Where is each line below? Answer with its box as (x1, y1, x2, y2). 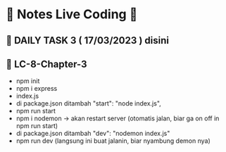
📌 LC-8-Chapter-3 (6, 58, 87, 70)
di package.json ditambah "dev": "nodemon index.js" (15, 129, 170, 138)
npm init (15, 77, 40, 85)
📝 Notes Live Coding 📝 (6, 6, 138, 23)
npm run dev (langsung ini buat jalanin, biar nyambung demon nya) (15, 137, 211, 145)
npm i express (15, 84, 58, 93)
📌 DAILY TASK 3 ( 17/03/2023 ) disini (6, 34, 170, 46)
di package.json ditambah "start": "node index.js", (15, 99, 162, 108)
